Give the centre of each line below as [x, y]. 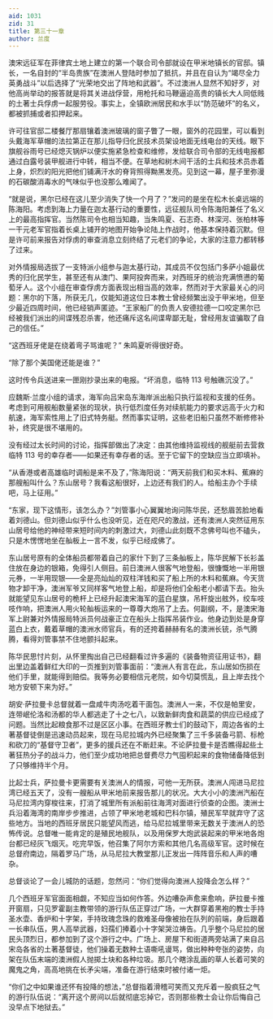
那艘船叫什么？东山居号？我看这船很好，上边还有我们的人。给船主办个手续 [133, 483]
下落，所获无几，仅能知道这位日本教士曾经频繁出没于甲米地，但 [150, 298]
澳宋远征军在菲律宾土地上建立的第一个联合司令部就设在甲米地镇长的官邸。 [133, 63]
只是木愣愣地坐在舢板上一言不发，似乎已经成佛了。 [94, 541]
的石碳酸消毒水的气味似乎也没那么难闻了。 [80, 182]
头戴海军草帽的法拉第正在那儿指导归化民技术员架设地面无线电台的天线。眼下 [136, 141]
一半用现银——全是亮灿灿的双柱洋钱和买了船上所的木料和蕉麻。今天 [143, 578]
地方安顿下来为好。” [41, 687]
